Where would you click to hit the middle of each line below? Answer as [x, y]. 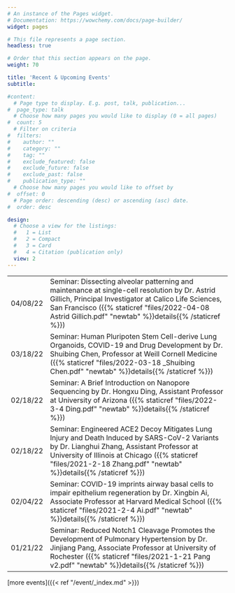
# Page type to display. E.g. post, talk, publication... [100, 103]
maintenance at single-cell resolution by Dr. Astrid [133, 290]
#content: [22, 96]
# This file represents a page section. [67, 39]
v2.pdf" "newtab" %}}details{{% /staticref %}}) [127, 565]
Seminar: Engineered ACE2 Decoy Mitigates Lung [131, 429]
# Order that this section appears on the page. [79, 59]
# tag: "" [26, 155]
